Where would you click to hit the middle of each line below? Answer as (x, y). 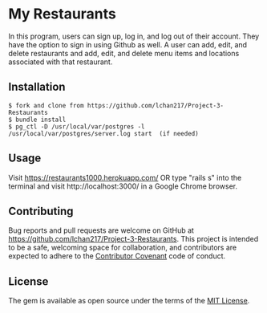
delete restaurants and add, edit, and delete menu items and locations (124, 53)
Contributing (41, 211)
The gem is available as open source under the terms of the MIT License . (129, 301)
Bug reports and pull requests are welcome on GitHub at (101, 230)
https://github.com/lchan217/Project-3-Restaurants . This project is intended (133, 239)
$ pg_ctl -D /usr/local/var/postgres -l (77, 126)
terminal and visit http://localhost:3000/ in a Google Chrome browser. (123, 186)
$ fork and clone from (46, 105)
